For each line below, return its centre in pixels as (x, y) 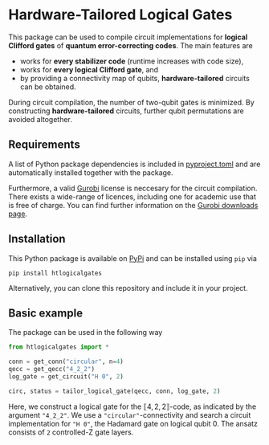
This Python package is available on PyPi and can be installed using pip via (132, 258)
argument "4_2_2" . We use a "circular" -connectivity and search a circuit (130, 414)
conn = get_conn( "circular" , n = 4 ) (66, 362)
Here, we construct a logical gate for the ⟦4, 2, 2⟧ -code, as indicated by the (132, 406)
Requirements (44, 145)
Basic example (45, 313)
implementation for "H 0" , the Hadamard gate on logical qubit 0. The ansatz (133, 423)
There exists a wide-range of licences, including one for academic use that (132, 196)
